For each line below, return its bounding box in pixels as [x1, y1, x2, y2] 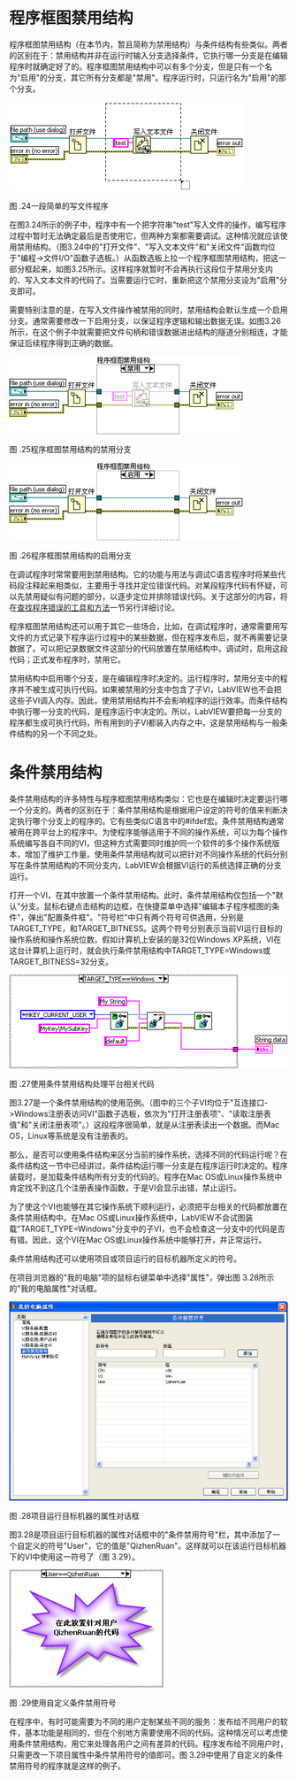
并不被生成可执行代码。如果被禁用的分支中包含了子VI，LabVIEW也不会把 [16, 683, 282, 695]
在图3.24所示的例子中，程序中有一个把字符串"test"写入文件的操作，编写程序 [9, 219, 287, 230]
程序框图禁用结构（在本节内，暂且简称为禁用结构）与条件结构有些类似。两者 [9, 39, 288, 50]
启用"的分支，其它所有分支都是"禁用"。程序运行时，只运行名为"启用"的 [20, 72, 279, 82]
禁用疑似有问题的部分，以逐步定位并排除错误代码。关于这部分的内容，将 [24, 590, 288, 602]
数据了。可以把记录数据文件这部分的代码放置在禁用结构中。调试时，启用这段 [9, 643, 288, 653]
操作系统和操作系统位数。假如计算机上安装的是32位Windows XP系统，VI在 [9, 934, 282, 944]
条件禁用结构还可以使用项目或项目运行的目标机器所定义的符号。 [9, 1253, 241, 1264]
